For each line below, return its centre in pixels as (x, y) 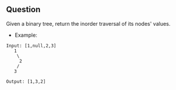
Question (23, 10)
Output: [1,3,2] (26, 81)
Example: (26, 35)
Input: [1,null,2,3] (31, 46)
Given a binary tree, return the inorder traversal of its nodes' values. (88, 23)
